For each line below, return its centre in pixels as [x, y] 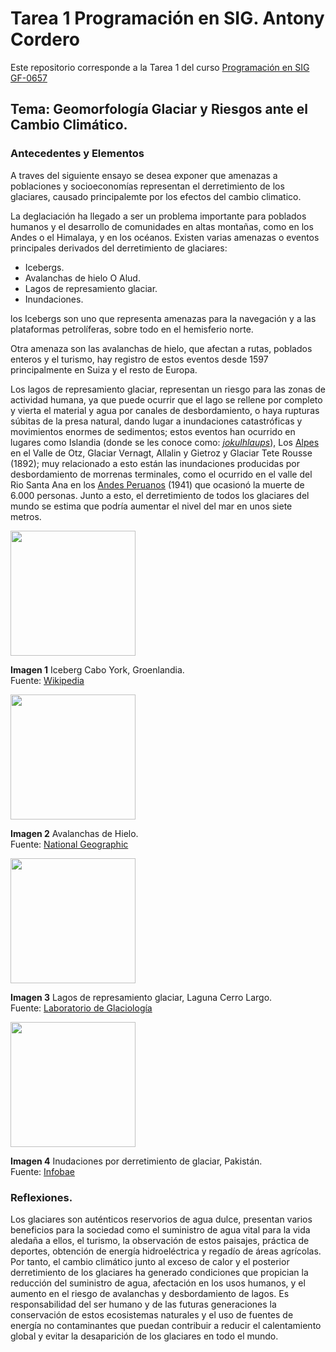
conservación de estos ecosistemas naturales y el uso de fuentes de [152, 1314]
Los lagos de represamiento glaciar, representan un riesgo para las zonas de [168, 389]
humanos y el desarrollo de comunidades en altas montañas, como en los [162, 226]
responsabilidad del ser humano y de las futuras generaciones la [143, 1304]
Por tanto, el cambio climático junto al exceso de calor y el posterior [150, 1261]
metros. [26, 516]
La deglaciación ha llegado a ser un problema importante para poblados [158, 216]
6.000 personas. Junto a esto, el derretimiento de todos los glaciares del [160, 495]
